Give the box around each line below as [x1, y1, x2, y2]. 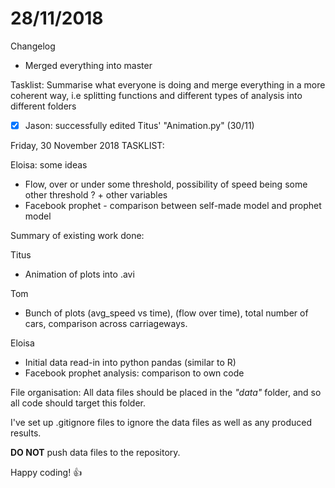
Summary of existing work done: [10, 230, 145, 241]
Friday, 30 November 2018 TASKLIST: [10, 140, 165, 151]
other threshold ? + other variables [24, 189, 168, 201]
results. [10, 427, 42, 439]
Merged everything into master [24, 59, 153, 71]
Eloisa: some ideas [10, 159, 88, 171]
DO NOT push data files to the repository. [10, 447, 181, 458]
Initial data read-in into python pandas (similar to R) [24, 357, 237, 368]
